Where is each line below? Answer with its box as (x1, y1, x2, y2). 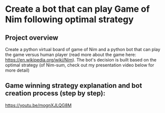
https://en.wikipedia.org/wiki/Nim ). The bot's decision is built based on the (5, 57, 157, 62)
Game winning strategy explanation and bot (5, 82, 142, 90)
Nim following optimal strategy (5, 14, 134, 25)
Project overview (5, 33, 59, 42)
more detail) (5, 67, 30, 73)
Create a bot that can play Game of (5, 3, 150, 15)
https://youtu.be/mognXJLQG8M (5, 102, 72, 108)
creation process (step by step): (5, 89, 106, 98)
